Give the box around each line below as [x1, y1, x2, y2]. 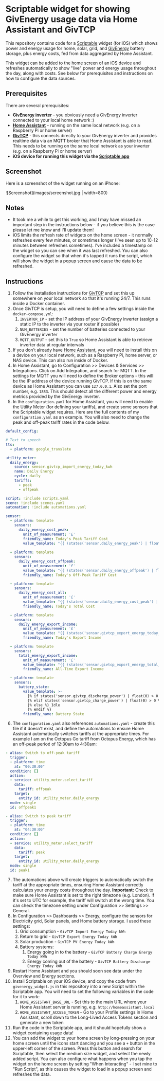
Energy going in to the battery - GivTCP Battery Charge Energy [27, 949, 153, 955]
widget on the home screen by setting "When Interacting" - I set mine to [12, 1061, 158, 1066]
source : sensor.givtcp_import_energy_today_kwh [14, 465, 112, 469]
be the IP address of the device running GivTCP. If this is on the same [12, 378, 152, 384]
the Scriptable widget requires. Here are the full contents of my [12, 409, 139, 415]
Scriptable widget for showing [5, 3, 130, 15]
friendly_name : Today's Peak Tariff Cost [23, 536, 109, 541]
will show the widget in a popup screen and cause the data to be [12, 258, 143, 264]
